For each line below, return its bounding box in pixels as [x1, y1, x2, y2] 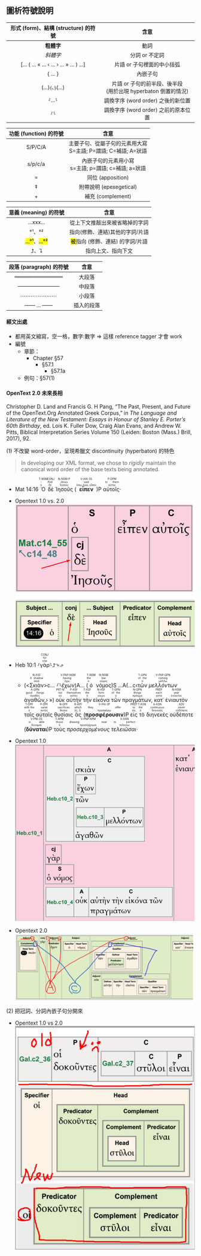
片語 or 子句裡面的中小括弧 [114, 61, 181, 68]
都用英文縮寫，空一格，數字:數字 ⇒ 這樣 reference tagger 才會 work [14, 333, 182, 340]
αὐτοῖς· [102, 486, 121, 493]
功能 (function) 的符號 [8, 130, 64, 137]
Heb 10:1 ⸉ [14, 662, 41, 669]
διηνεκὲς [146, 711, 169, 718]
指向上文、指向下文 [85, 247, 133, 254]
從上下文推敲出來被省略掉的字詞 [69, 219, 148, 226]
